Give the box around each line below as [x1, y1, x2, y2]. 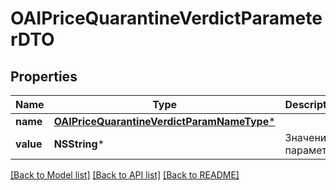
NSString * [53, 137, 105, 151]
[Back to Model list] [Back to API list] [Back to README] [10, 169, 240, 181]
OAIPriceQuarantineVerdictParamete [10, 7, 323, 30]
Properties [10, 68, 78, 85]
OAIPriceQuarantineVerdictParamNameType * [53, 115, 276, 128]
